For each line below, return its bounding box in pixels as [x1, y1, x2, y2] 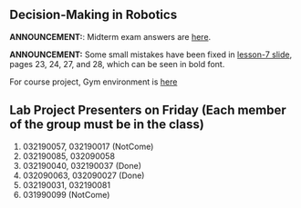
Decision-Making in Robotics [9, 7, 178, 23]
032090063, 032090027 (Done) [22, 170, 145, 181]
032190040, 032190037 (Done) [22, 160, 142, 171]
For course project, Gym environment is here [9, 76, 178, 87]
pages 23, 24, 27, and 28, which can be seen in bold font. [9, 58, 225, 69]
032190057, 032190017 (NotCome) [22, 141, 154, 152]
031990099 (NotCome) [22, 189, 110, 200]
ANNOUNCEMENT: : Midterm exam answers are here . [9, 31, 212, 42]
